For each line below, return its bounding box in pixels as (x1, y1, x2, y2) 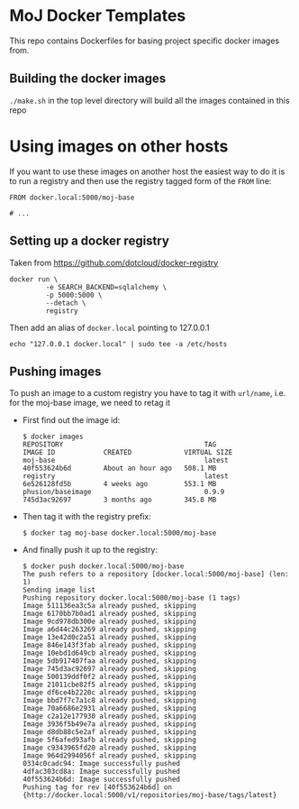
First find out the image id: (22, 415, 121, 426)
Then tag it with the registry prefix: (22, 511, 151, 522)
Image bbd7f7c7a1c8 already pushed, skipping (22, 696, 196, 705)
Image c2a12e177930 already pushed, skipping (22, 712, 196, 722)
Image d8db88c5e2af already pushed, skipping (22, 728, 196, 737)
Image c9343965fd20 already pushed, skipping (22, 743, 196, 753)
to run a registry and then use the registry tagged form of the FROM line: (9, 175, 272, 186)
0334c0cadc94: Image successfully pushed (22, 759, 180, 768)
